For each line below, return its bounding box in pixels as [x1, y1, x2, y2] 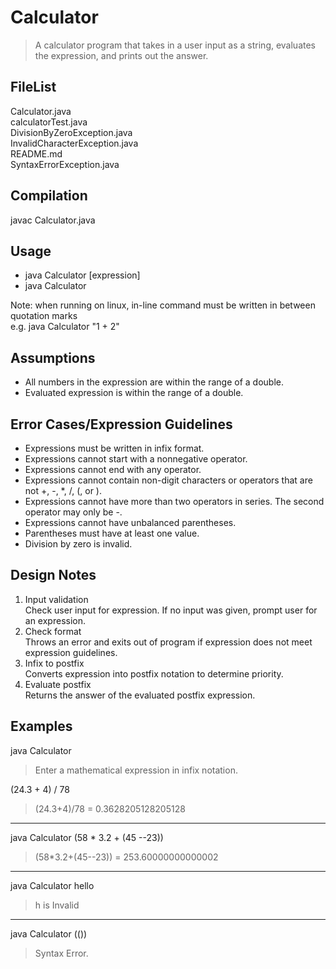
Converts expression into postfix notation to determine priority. [24, 667, 284, 680]
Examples [10, 718, 73, 735]
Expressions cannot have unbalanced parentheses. [24, 517, 237, 528]
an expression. [24, 614, 86, 626]
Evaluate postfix [24, 678, 92, 690]
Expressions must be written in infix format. [24, 442, 205, 454]
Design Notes [10, 567, 97, 584]
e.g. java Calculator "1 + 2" [10, 321, 120, 333]
